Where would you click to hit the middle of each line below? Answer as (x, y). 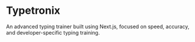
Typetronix (33, 11)
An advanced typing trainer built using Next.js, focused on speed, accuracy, (98, 26)
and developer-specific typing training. (53, 32)
